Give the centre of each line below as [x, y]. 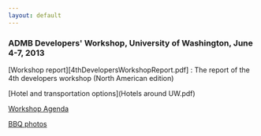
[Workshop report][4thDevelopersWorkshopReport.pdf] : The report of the [129, 70]
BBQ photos [28, 123]
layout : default [35, 15]
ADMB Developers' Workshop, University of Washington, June [131, 42]
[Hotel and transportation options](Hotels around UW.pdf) [102, 93]
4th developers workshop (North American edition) [91, 78]
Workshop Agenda [39, 108]
